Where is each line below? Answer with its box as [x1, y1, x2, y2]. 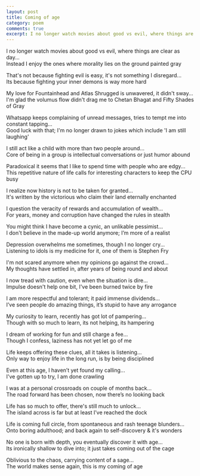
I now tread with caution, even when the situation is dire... [6, 277, 148, 284]
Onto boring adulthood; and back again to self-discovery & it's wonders [6, 427, 182, 434]
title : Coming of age [6, 14, 60, 20]
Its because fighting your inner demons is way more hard [6, 78, 147, 86]
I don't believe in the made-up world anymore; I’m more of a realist [6, 229, 170, 237]
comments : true [6, 25, 44, 32]
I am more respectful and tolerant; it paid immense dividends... [6, 295, 160, 302]
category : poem [6, 20, 44, 26]
